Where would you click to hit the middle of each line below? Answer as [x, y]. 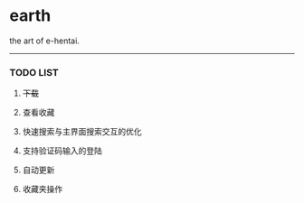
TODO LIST [34, 72]
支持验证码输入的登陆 [62, 151]
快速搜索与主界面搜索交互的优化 [82, 132]
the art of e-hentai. [44, 41]
